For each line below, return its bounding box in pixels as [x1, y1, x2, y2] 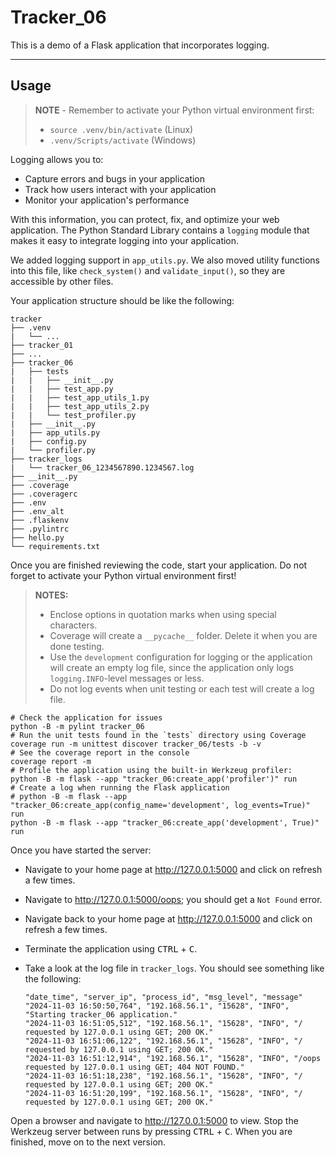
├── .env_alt [10, 506, 65, 516]
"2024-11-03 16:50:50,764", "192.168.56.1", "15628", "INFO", [24, 1001, 290, 1011]
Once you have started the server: [10, 844, 152, 856]
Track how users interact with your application [24, 183, 217, 195]
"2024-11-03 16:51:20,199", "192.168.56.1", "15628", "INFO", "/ [24, 1088, 303, 1098]
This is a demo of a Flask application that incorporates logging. [10, 39, 270, 51]
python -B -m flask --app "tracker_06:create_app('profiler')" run [10, 774, 298, 784]
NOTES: [34, 589, 69, 601]
